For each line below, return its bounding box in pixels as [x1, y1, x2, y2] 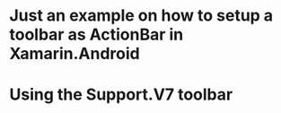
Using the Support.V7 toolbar [9, 84, 233, 105]
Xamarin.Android [9, 44, 141, 64]
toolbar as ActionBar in [9, 24, 184, 45]
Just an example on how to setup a [9, 5, 274, 26]
